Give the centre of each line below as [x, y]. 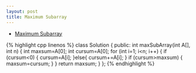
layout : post [22, 11]
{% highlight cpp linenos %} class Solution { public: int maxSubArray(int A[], [98, 45]
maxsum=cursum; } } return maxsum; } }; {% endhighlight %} [80, 63]
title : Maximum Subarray [36, 17]
